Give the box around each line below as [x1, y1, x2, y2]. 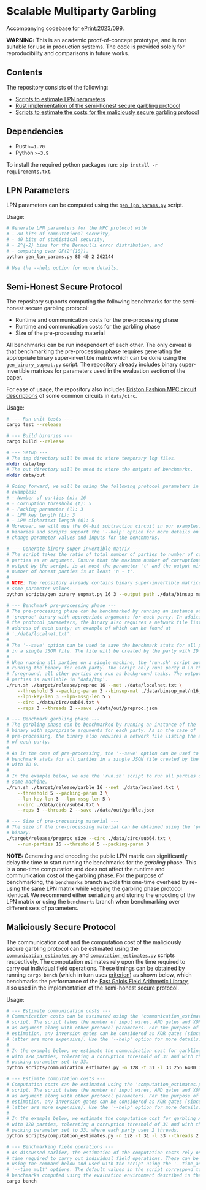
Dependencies [6, 126, 63, 137]
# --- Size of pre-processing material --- [6, 818, 120, 825]
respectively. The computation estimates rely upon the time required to [6, 958, 186, 965]
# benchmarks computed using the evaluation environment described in [6, 1172, 191, 1178]
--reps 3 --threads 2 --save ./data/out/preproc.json [17, 705, 158, 711]
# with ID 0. [6, 761, 40, 768]
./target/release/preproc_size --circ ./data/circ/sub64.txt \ [6, 835, 172, 841]
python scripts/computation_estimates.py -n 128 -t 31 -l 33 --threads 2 [6, 1132, 199, 1139]
